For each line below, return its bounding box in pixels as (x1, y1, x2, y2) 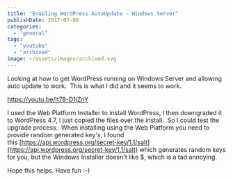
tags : (7, 36, 23, 43)
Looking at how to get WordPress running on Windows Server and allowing (7, 74, 223, 83)
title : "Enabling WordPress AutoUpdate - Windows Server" (7, 10, 179, 17)
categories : (7, 23, 42, 30)
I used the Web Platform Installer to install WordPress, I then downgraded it (7, 108, 223, 117)
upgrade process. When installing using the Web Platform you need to (7, 123, 210, 132)
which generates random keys (138, 145, 226, 153)
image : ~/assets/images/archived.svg (7, 55, 117, 62)
